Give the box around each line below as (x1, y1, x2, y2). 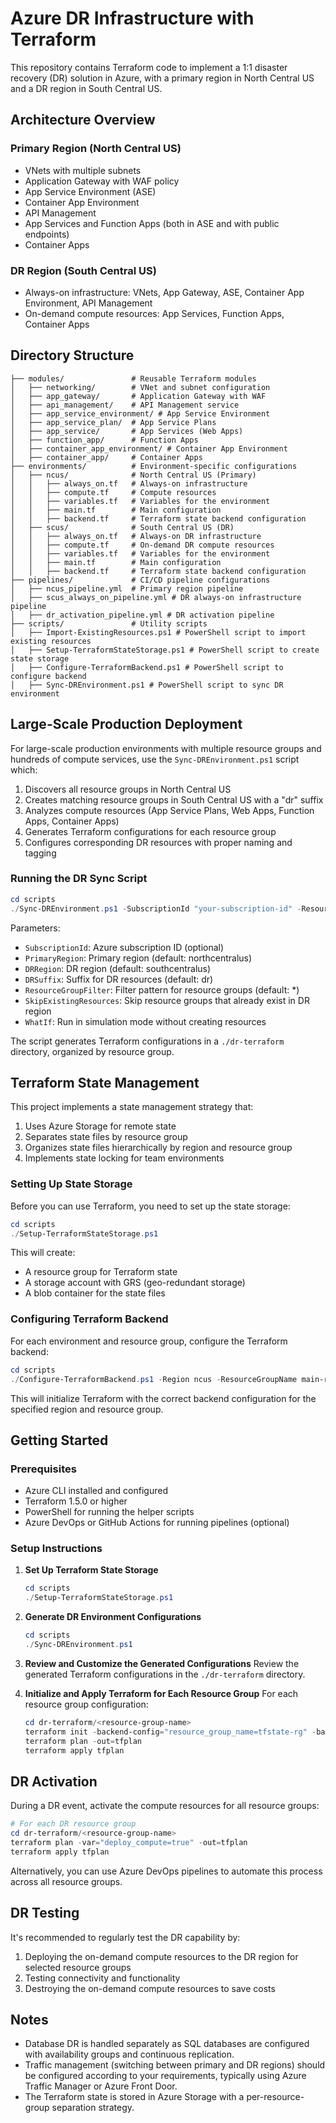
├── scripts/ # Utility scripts (10, 618, 208, 629)
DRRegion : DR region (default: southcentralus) (24, 962, 212, 974)
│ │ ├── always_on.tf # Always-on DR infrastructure (10, 531, 262, 541)
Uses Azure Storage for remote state (24, 1120, 177, 1132)
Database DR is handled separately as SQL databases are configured (24, 2038, 310, 2050)
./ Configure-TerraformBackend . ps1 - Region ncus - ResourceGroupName (10, 1374, 298, 1384)
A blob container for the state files (24, 1287, 166, 1299)
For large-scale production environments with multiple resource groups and (10, 742, 322, 754)
